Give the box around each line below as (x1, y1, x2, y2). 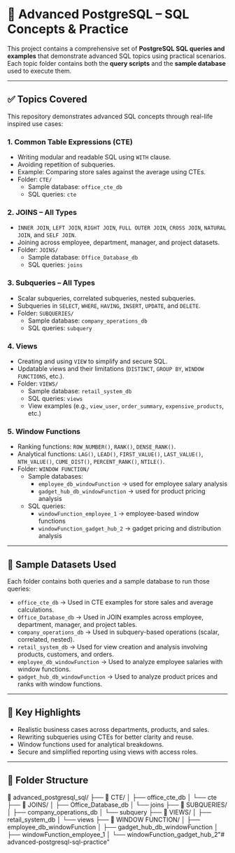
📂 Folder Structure (7, 775, 89, 787)
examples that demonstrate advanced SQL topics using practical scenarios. (7, 52, 227, 60)
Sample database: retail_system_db (27, 386, 132, 395)
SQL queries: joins (27, 260, 83, 269)
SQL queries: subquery (27, 323, 92, 332)
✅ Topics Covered (7, 94, 87, 106)
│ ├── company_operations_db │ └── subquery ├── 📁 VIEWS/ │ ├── (7, 808, 212, 816)
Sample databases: (27, 472, 84, 481)
